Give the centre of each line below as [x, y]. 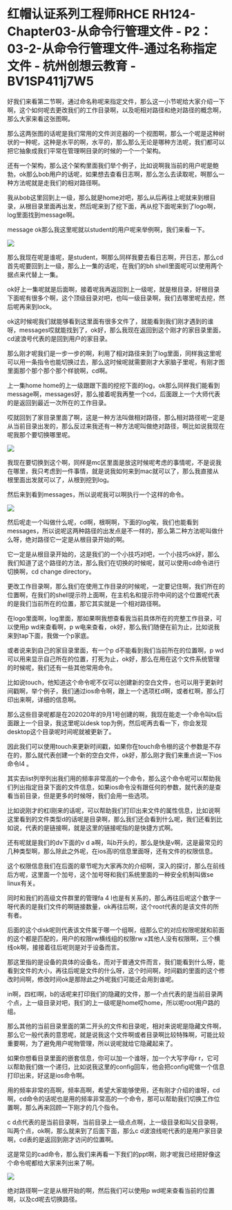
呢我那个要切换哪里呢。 [40, 434]
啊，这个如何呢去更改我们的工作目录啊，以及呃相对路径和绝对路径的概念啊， [116, 110]
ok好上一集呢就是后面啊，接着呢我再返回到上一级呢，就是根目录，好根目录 [114, 289]
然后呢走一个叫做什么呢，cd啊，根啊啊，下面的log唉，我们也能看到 [103, 522]
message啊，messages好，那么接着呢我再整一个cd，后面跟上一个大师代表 [114, 394]
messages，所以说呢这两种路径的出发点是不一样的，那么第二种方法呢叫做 [113, 531]
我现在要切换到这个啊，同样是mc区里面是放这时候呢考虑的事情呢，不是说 [112, 462]
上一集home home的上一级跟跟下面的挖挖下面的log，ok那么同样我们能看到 [114, 385]
